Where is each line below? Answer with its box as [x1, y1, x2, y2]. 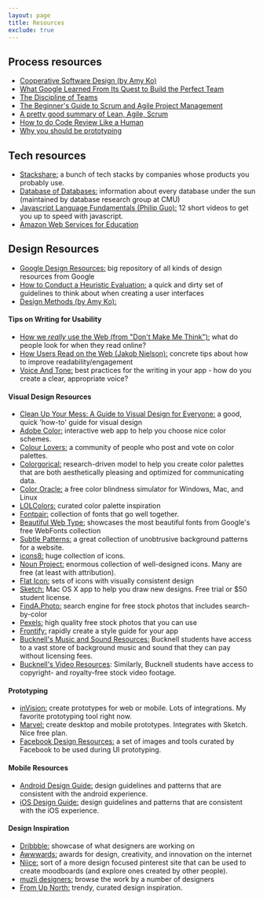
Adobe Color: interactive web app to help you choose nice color [19, 426, 226, 436]
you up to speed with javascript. [19, 211, 124, 221]
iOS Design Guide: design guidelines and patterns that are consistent [19, 797, 243, 807]
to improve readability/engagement [19, 357, 133, 367]
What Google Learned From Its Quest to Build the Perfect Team [19, 84, 225, 94]
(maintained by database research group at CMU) [19, 195, 181, 204]
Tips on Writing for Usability [8, 315, 102, 324]
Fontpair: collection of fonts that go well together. [19, 510, 179, 519]
